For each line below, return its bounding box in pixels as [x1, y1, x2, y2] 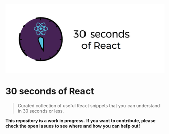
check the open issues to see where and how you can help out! [5, 123, 140, 129]
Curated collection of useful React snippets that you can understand [17, 102, 160, 108]
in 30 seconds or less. [17, 108, 64, 114]
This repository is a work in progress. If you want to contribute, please [5, 117, 156, 123]
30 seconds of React [5, 85, 94, 97]
